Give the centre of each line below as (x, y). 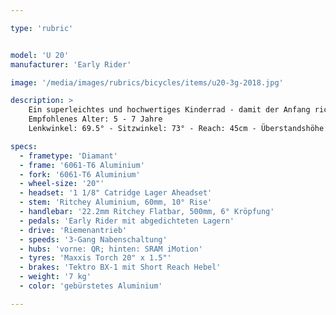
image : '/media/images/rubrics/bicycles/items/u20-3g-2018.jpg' (147, 82)
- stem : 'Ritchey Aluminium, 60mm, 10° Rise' (116, 202)
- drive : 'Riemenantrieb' (73, 230)
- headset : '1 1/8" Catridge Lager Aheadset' (116, 193)
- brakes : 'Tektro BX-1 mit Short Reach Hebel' (120, 267)
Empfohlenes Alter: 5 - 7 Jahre (95, 119)
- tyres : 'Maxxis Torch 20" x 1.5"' (95, 258)
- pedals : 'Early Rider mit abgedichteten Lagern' (127, 221)
